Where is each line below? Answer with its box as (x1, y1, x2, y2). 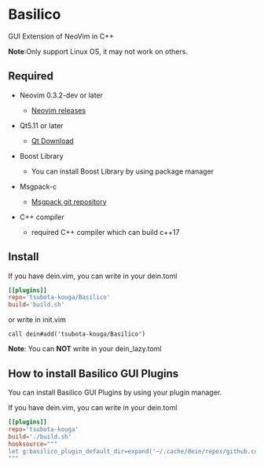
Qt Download (31, 136, 75, 145)
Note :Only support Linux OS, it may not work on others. (8, 46, 189, 56)
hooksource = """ (8, 440, 58, 448)
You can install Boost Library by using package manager (31, 167, 214, 176)
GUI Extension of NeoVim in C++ (8, 31, 114, 41)
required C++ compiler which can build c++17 (31, 227, 180, 237)
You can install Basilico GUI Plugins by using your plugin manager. (8, 387, 222, 397)
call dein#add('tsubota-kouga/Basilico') (8, 330, 146, 339)
